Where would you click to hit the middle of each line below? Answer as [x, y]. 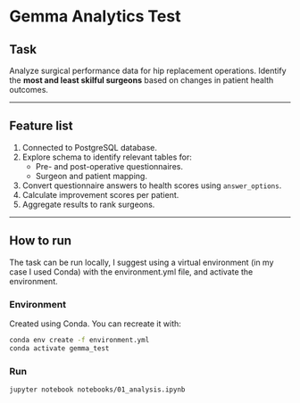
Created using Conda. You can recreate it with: [95, 324]
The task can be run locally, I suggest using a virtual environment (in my [142, 262]
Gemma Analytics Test [95, 16]
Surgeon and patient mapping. [91, 176]
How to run [41, 241]
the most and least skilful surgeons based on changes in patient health [142, 80]
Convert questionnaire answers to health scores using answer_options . [152, 185]
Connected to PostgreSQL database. [90, 147]
